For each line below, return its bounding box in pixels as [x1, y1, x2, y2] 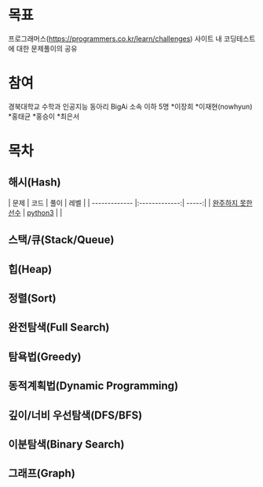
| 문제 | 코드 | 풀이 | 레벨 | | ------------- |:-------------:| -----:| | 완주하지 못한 [8, 197, 253, 208]
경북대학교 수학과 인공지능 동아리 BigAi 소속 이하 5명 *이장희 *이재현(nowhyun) [8, 101, 253, 111]
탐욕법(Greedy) [8, 350, 82, 363]
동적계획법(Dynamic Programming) [8, 379, 179, 393]
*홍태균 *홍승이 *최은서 [8, 111, 80, 121]
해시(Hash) [8, 175, 61, 189]
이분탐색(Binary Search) [8, 437, 125, 451]
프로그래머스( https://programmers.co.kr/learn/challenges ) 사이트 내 [8, 34, 222, 43]
